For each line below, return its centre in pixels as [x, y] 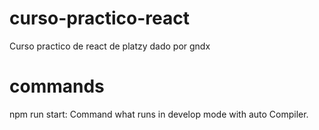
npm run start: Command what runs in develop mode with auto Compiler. [159, 114]
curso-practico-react [99, 18]
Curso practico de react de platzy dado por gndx [110, 46]
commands [57, 86]
